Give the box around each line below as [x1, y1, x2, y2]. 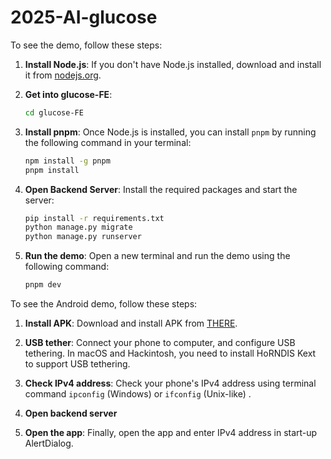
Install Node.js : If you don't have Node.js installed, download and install [24, 58, 322, 70]
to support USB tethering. [24, 358, 131, 370]
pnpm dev [24, 280, 62, 290]
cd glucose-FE [24, 107, 84, 118]
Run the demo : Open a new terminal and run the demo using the [24, 250, 291, 262]
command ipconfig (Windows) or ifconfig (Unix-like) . [24, 388, 252, 400]
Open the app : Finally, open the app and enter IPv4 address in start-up [24, 427, 318, 439]
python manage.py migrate [24, 222, 133, 233]
